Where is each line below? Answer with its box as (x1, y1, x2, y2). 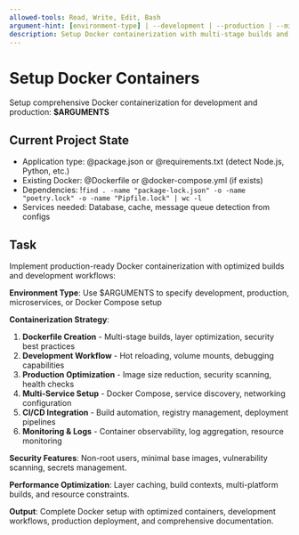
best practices (21, 340, 76, 352)
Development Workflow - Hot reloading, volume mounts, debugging (21, 350, 274, 361)
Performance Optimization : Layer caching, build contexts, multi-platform (9, 479, 279, 490)
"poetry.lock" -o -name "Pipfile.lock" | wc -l (21, 194, 202, 203)
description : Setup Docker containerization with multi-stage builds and (9, 29, 289, 38)
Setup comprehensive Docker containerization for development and (9, 97, 258, 108)
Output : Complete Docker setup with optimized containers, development (9, 506, 276, 516)
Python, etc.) (21, 166, 70, 176)
